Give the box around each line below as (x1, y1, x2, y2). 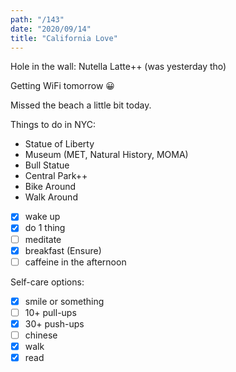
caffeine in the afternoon (24, 256, 127, 268)
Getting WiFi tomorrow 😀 (10, 80, 115, 92)
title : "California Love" (10, 33, 118, 43)
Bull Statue (24, 159, 70, 171)
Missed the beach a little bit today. (10, 99, 152, 111)
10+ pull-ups (24, 306, 77, 318)
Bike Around (24, 181, 77, 193)
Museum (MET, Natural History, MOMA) (24, 149, 189, 161)
